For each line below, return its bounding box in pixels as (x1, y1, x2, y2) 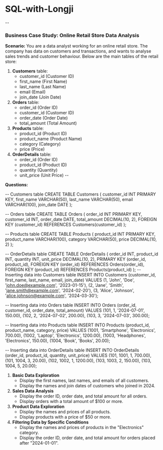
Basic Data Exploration (12, 373, 60, 378)
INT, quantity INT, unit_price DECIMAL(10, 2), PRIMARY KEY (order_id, (5, 256, 146, 262)
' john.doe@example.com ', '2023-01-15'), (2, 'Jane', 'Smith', (5, 282, 124, 288)
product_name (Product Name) (19, 136, 82, 142)
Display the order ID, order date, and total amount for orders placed (19, 435, 156, 441)
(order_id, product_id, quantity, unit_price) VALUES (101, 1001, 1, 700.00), (5, 352, 152, 358)
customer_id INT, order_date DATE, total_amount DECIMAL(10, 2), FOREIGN (5, 217, 157, 223)
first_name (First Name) (19, 78, 68, 84)
